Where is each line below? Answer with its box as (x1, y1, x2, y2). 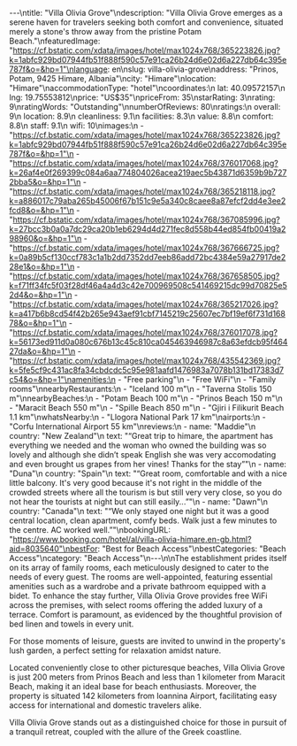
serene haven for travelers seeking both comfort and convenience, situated (9, 17, 284, 27)
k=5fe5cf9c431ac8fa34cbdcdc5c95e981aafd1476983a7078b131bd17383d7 (9, 365, 285, 375)
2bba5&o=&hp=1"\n (9, 177, 81, 187)
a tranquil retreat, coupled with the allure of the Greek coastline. (9, 727, 242, 737)
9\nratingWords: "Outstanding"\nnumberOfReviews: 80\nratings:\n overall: (9, 102, 281, 112)
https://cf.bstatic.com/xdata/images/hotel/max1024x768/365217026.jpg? (12, 299, 278, 309)
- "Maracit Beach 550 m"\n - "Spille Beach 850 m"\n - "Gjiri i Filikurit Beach (9, 403, 285, 412)
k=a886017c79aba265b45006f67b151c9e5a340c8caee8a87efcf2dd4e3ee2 (9, 196, 286, 206)
